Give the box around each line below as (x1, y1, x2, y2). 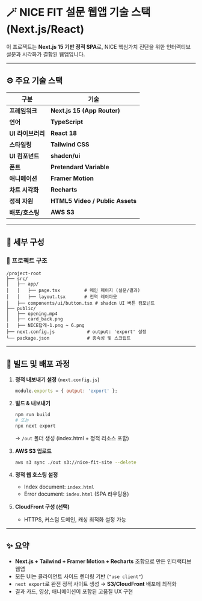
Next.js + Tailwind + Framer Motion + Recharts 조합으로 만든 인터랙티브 (14, 558, 192, 565)
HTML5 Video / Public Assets (50, 196, 137, 205)
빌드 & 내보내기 (14, 400, 51, 407)
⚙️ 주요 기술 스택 (6, 76, 63, 86)
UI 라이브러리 (9, 129, 45, 137)
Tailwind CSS (50, 140, 90, 148)
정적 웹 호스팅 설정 (14, 471, 58, 478)
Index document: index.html (23, 483, 94, 490)
